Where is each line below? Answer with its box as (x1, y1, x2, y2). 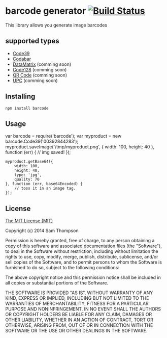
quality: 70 (14, 177, 40, 182)
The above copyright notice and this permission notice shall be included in (5, 274, 161, 280)
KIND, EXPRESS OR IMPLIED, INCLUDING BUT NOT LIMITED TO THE (5, 295, 149, 301)
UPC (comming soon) (12, 77, 58, 84)
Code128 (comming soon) (12, 66, 67, 72)
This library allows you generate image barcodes (5, 22, 108, 28)
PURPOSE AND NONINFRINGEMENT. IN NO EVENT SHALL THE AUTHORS (5, 306, 161, 312)
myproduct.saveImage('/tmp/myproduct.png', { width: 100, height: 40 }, (5, 144, 155, 150)
